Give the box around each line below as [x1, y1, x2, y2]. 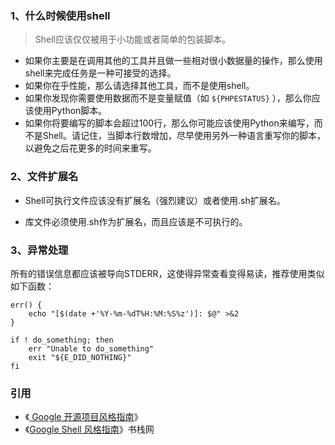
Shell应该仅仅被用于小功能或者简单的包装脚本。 [34, 33, 231, 46]
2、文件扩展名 [10, 170, 79, 184]
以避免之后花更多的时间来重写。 [24, 142, 157, 154]
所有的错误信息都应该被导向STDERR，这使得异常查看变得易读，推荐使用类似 [10, 267, 325, 279]
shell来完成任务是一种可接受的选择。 [24, 67, 177, 79]
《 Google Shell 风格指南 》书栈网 [24, 423, 155, 436]
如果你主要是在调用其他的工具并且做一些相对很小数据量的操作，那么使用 [24, 55, 323, 67]
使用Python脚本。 [33, 105, 108, 117]
